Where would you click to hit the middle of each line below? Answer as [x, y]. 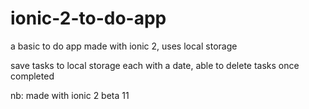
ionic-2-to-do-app [88, 18]
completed [32, 76]
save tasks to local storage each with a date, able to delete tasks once [155, 65]
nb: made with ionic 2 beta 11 [70, 95]
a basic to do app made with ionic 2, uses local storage [124, 46]
